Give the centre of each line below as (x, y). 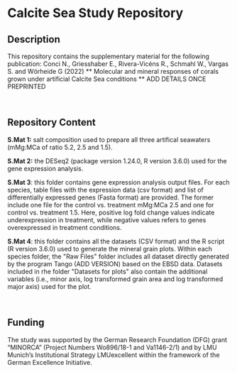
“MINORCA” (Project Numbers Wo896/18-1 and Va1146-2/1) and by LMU (112, 347)
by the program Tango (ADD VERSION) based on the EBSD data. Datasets (115, 263)
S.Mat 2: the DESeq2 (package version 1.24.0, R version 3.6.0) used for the (117, 160)
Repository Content (51, 122)
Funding (26, 323)
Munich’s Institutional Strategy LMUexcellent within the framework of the (114, 355)
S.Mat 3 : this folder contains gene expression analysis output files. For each (119, 182)
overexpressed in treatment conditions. (65, 227)
